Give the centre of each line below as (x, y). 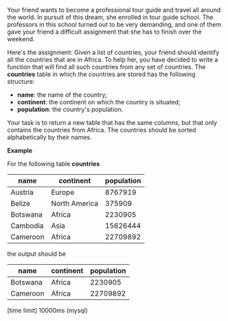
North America (75, 203)
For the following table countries (54, 164)
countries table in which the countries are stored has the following (101, 74)
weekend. (21, 39)
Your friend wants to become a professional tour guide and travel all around (114, 10)
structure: (21, 81)
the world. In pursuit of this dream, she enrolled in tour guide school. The (110, 17)
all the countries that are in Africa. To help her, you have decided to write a (113, 60)
